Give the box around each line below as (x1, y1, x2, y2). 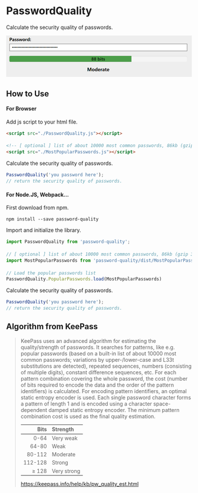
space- (153, 400, 171, 407)
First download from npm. (6, 204, 69, 211)
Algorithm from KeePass (6, 322, 98, 332)
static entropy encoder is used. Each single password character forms (20, 394, 192, 401)
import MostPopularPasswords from (6, 257, 91, 264)
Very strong (52, 467, 81, 474)
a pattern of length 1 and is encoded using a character (20, 400, 152, 407)
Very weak (52, 434, 78, 442)
